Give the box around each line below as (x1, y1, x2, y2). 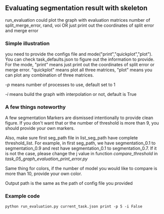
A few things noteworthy (5, 104, 66, 111)
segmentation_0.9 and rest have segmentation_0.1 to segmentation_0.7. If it (5, 145, 157, 151)
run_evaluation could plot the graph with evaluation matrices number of (5, 17, 151, 23)
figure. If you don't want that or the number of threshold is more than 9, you (5, 120, 159, 126)
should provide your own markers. (5, 126, 75, 131)
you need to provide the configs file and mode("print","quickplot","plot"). (5, 51, 153, 57)
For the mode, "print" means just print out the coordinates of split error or (5, 62, 155, 68)
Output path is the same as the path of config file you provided (5, 180, 133, 186)
